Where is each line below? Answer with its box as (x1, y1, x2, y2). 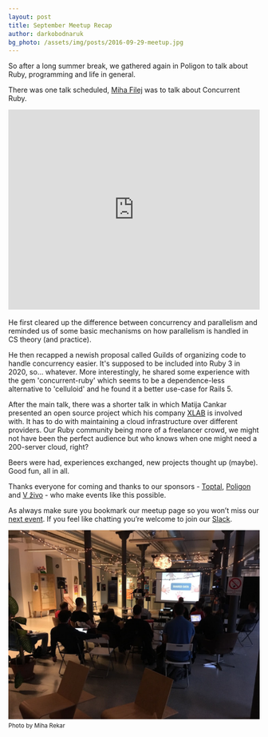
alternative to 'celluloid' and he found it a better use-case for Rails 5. (8, 384, 234, 394)
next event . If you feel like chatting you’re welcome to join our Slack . (8, 515, 233, 524)
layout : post (8, 13, 52, 21)
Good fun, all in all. (8, 467, 70, 476)
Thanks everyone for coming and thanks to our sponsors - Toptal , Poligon (8, 482, 251, 491)
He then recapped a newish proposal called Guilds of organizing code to (8, 350, 246, 360)
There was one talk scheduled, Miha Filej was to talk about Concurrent (8, 85, 241, 95)
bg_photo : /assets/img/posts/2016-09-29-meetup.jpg (8, 38, 183, 46)
